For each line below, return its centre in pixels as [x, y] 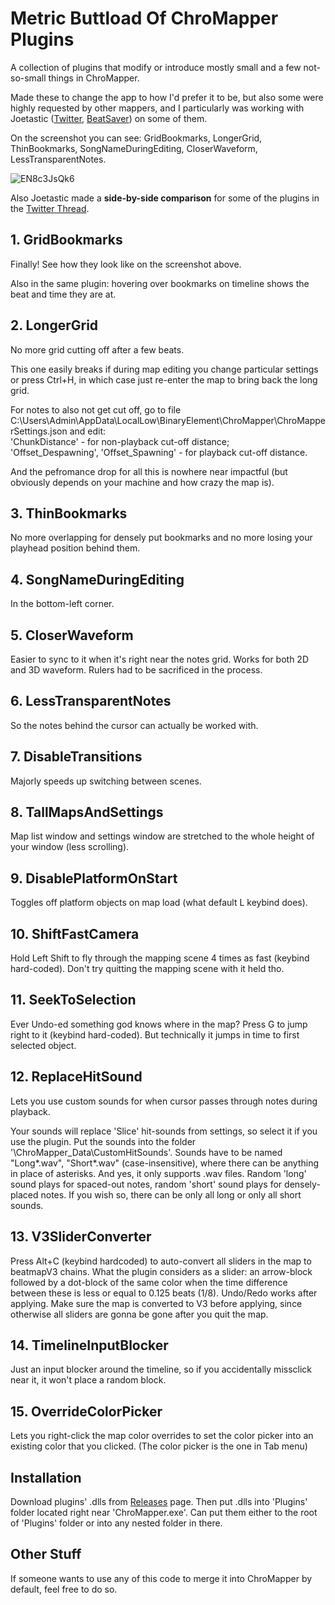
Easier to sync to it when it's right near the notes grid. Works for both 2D [160, 659]
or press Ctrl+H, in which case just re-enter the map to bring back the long [164, 379]
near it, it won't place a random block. [88, 1380]
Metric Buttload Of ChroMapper [144, 18]
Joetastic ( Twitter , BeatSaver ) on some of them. [109, 118]
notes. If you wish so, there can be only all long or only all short [171, 1194]
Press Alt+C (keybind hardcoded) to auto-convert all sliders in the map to [161, 1261]
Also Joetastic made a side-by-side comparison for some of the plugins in [165, 198]
